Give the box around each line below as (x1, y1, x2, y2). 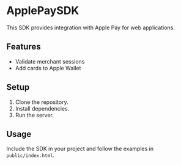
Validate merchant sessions (15, 57, 85, 65)
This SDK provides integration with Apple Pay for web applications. (6, 24, 175, 31)
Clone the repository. (15, 98, 68, 106)
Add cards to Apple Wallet (15, 64, 81, 71)
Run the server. (15, 111, 54, 119)
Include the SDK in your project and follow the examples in (6, 145, 154, 153)
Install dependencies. (15, 105, 70, 112)
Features (6, 42, 41, 52)
